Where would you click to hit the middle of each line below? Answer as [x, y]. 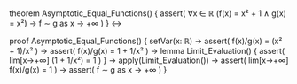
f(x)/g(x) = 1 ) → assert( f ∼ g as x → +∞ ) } [88, 69]
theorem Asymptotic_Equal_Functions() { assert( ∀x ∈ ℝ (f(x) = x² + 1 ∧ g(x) [148, 13]
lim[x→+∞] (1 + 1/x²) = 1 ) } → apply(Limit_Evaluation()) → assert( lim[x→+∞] [149, 60]
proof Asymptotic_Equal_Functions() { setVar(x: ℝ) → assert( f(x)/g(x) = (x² [146, 41]
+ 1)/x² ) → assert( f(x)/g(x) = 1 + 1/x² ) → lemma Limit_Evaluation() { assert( [147, 51]
